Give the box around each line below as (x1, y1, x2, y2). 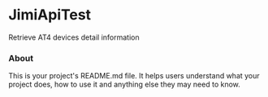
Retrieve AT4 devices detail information (8, 32, 140, 42)
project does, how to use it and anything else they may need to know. (8, 79, 241, 90)
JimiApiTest (8, 6, 92, 24)
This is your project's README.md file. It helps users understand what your (8, 71, 260, 81)
